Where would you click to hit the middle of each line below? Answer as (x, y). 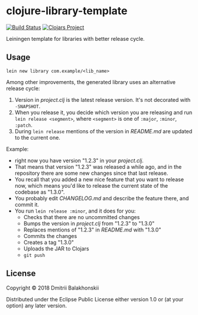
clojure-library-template (67, 11)
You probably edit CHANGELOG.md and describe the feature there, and (102, 198)
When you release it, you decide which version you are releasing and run (103, 112)
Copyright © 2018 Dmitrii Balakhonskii (53, 288)
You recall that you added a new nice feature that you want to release (99, 179)
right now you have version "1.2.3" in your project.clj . (79, 160)
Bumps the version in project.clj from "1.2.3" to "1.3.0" (89, 223)
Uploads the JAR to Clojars (56, 248)
